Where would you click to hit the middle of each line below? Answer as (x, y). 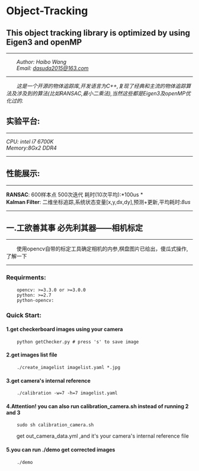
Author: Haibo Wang (42, 62)
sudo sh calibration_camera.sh (55, 425)
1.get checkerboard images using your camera (65, 329)
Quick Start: (24, 315)
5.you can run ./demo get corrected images (61, 450)
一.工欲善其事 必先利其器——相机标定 (75, 228)
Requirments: (26, 278)
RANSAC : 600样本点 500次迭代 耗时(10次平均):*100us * (75, 195)
